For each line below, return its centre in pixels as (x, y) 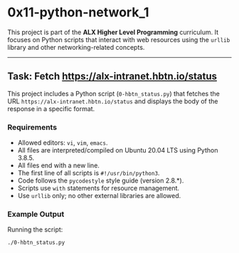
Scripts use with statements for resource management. (99, 188)
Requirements (32, 127)
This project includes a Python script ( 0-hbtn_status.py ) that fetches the (114, 93)
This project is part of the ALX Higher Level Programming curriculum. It (113, 32)
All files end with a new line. (58, 165)
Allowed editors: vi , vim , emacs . (63, 143)
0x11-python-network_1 (78, 12)
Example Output (36, 214)
